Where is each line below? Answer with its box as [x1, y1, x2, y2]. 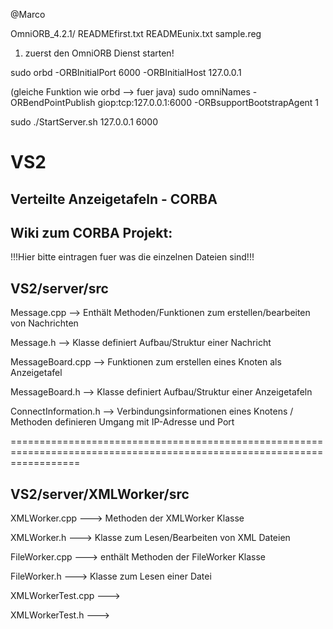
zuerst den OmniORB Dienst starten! [24, 47, 175, 59]
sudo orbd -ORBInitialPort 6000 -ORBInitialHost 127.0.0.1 [10, 67, 242, 78]
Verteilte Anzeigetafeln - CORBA [10, 190, 218, 208]
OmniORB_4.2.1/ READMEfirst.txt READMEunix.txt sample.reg [10, 28, 262, 39]
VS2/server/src [10, 280, 109, 297]
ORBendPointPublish [10, 97, 96, 108]
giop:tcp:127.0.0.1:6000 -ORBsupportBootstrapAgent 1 [97, 97, 320, 108]
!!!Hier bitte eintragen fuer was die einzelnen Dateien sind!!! [10, 251, 255, 263]
